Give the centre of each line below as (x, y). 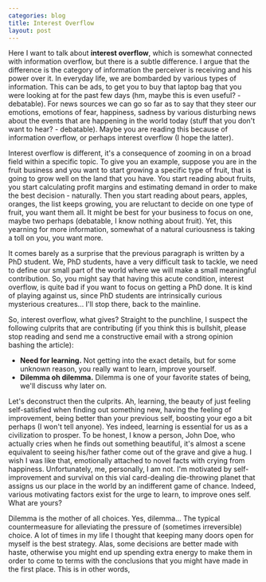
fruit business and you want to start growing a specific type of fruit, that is (130, 170)
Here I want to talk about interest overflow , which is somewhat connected (131, 53)
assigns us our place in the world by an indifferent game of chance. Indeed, (132, 486)
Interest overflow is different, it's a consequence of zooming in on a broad (130, 153)
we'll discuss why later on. (63, 386)
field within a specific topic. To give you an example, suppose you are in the (133, 162)
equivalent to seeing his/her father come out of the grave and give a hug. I (130, 452)
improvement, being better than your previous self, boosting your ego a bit (130, 419)
